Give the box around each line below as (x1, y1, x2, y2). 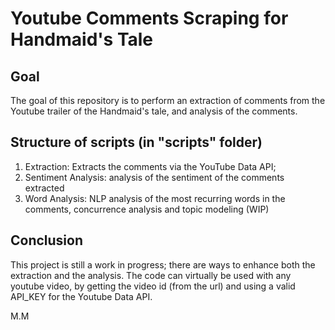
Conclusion (10, 232, 84, 249)
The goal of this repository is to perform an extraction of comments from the (10, 95, 326, 106)
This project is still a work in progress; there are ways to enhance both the (10, 258, 316, 271)
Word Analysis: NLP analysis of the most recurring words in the (24, 192, 286, 204)
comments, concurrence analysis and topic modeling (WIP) (24, 203, 270, 215)
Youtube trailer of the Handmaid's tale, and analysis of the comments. (10, 105, 298, 117)
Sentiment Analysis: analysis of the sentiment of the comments (24, 171, 285, 183)
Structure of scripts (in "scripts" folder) (10, 134, 263, 151)
